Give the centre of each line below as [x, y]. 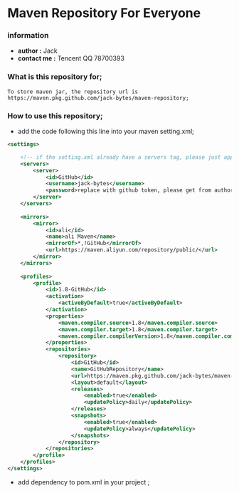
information [28, 36]
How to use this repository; [55, 115]
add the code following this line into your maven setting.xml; [106, 131]
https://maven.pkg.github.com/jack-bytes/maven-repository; [99, 98]
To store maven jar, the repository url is [73, 92]
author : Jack [38, 51]
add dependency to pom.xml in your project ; [84, 482]
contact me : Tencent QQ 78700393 [71, 58]
